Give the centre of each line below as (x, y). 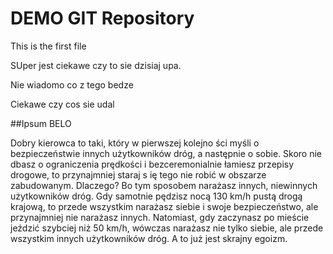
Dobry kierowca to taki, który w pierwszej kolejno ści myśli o (135, 143)
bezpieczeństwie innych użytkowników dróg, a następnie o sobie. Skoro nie (166, 153)
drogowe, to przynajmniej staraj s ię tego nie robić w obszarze (138, 174)
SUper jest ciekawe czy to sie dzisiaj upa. (96, 65)
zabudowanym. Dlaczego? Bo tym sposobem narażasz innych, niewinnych (164, 185)
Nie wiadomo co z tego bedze (72, 84)
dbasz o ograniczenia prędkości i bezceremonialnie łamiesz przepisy (152, 164)
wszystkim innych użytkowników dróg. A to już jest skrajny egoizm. (149, 238)
